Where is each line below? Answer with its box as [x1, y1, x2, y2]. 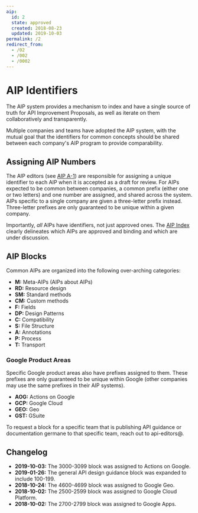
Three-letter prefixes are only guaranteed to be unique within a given [6, 204, 174, 211]
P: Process [14, 335, 41, 342]
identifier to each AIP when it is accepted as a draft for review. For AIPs [6, 178, 180, 186]
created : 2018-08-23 [11, 25, 62, 31]
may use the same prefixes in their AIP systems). [6, 382, 125, 389]
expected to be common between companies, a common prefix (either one [6, 185, 189, 192]
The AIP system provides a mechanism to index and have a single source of [6, 103, 191, 110]
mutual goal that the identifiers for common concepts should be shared [6, 134, 180, 141]
